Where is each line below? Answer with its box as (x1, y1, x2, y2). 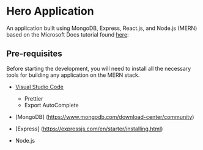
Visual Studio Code (15, 83, 64, 90)
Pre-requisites (6, 49, 62, 59)
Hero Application (6, 4, 94, 18)
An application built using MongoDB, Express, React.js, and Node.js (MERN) (6, 24, 197, 32)
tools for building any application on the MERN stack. (6, 71, 140, 79)
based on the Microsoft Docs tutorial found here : (6, 30, 130, 38)
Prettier (24, 95, 43, 102)
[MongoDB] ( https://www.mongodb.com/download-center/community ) (15, 113, 194, 120)
